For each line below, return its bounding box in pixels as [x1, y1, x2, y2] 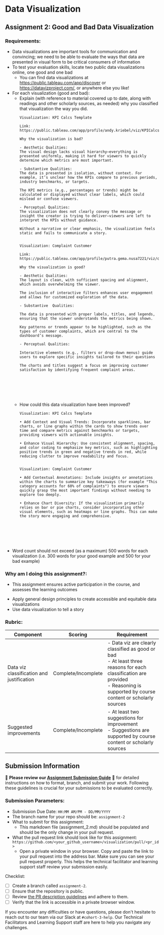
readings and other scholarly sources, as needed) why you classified [19, 100, 159, 106]
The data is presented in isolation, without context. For [19, 170, 143, 175]
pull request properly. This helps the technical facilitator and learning [19, 858, 158, 864]
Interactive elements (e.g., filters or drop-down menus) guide [19, 350, 153, 355]
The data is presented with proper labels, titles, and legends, [19, 312, 155, 317]
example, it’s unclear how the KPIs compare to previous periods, [19, 175, 158, 180]
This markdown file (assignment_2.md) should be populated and [19, 824, 149, 830]
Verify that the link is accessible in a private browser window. [12, 899, 135, 905]
